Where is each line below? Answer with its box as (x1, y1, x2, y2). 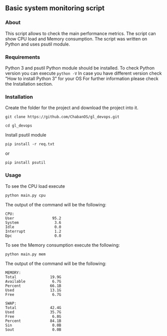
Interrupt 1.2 (5, 229, 61, 234)
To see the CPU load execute (5, 183, 65, 189)
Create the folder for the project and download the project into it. (5, 105, 138, 111)
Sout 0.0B (5, 327, 61, 332)
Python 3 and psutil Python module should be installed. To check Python (5, 65, 155, 71)
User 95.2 (5, 215, 61, 221)
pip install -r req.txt (5, 142, 55, 147)
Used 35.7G (5, 309, 61, 314)
